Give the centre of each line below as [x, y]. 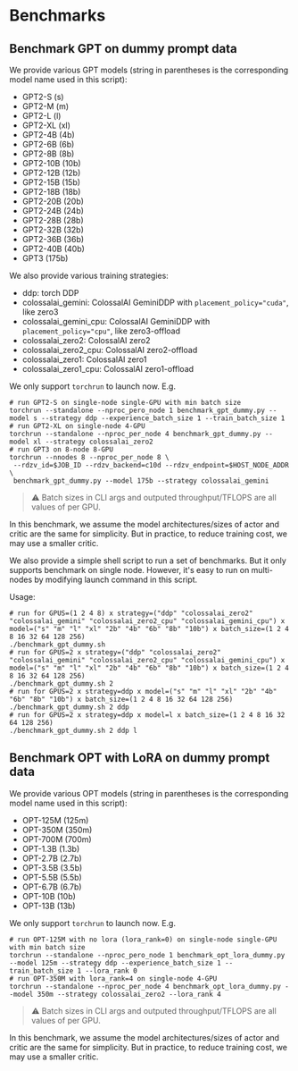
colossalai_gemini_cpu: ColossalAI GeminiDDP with [116, 321]
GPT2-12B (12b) [51, 173]
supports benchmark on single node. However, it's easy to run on [129, 570]
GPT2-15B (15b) [51, 182]
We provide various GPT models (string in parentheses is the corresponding [149, 70]
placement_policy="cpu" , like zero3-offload [101, 331]
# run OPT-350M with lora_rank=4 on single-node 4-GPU [113, 978]
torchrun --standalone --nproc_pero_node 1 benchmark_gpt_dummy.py [137, 410]
